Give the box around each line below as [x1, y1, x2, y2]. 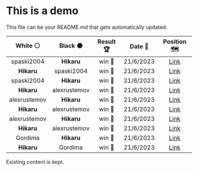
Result [97, 37, 116, 45]
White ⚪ [15, 41, 40, 49]
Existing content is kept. [6, 158, 65, 165]
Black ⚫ [59, 41, 83, 49]
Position [163, 37, 187, 45]
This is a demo [6, 4, 78, 18]
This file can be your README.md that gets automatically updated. [6, 24, 168, 31]
